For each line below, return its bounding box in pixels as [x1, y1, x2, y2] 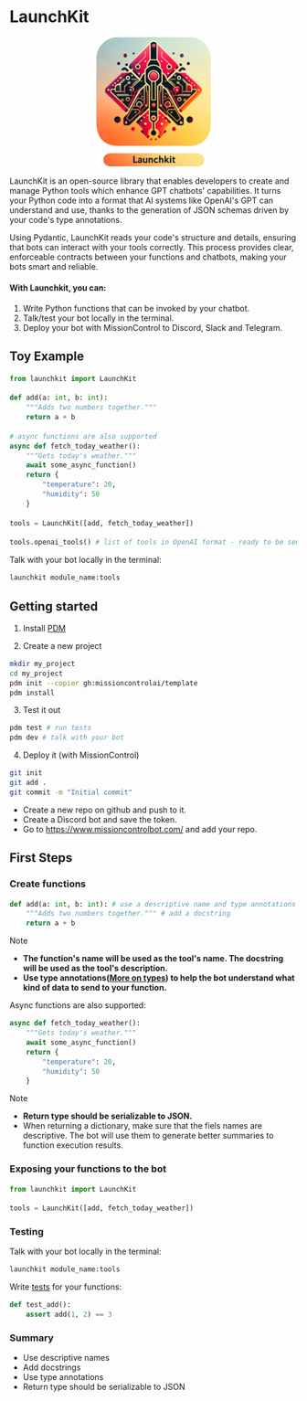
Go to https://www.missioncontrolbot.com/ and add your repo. [22, 823, 258, 834]
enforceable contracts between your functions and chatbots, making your [9, 251, 288, 262]
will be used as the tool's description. [22, 962, 168, 974]
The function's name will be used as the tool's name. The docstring [22, 953, 284, 964]
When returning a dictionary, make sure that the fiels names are [22, 1120, 263, 1131]
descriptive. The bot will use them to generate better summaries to [22, 1130, 274, 1141]
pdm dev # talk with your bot [9, 733, 125, 742]
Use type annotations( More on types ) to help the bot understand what [22, 972, 295, 983]
